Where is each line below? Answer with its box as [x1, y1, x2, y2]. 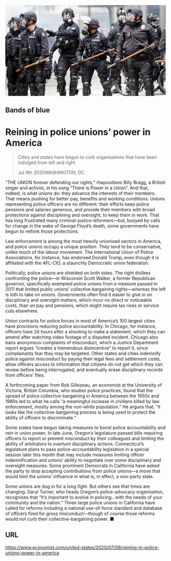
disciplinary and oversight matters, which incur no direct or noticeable [5, 297, 152, 303]
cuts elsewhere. [5, 307, 39, 314]
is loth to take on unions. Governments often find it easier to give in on [5, 291, 153, 298]
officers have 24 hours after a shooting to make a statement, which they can [5, 328, 165, 334]
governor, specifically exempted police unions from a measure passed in [5, 280, 158, 286]
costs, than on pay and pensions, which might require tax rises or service [5, 302, 159, 308]
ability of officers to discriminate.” [5, 414, 76, 420]
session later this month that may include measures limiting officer [5, 452, 145, 458]
